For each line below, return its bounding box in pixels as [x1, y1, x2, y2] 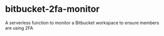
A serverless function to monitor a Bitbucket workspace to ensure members [5, 20, 160, 26]
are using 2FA [5, 25, 34, 31]
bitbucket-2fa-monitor [5, 3, 100, 15]
